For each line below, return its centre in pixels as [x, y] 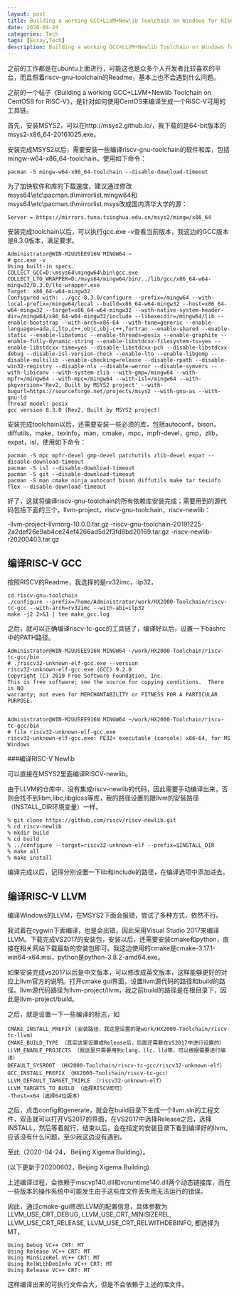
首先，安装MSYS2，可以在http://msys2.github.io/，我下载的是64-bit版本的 [117, 125]
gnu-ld [17, 397]
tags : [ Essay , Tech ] [36, 41]
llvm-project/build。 [49, 999]
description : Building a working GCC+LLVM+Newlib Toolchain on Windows [116, 47]
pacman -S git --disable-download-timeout [71, 474]
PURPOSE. [20, 701]
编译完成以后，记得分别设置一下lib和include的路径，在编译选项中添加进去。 [118, 872]
